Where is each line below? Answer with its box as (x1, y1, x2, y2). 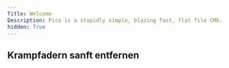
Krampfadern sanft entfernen (7, 49, 140, 61)
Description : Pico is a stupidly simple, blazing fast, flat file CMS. (7, 17, 223, 24)
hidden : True (7, 23, 46, 30)
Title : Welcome (7, 10, 52, 18)
